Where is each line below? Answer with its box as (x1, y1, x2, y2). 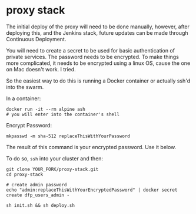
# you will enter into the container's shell (6, 111, 119, 117)
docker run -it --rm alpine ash (6, 106, 85, 112)
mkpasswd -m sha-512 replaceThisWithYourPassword (6, 133, 131, 139)
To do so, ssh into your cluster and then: (6, 154, 104, 162)
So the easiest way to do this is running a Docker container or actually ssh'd (6, 77, 191, 84)
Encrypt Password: (6, 121, 52, 129)
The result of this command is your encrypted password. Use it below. (6, 143, 177, 150)
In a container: (6, 95, 41, 102)
